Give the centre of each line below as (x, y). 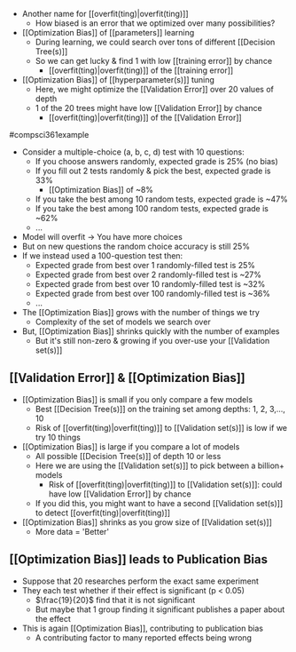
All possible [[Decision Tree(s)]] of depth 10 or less (128, 456)
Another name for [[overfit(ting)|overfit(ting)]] (105, 14)
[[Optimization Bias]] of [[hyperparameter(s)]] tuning (118, 80)
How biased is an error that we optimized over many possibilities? (155, 23)
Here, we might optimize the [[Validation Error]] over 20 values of (155, 89)
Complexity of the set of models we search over (123, 322)
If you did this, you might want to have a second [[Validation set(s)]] (159, 503)
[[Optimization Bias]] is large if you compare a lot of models (131, 446)
